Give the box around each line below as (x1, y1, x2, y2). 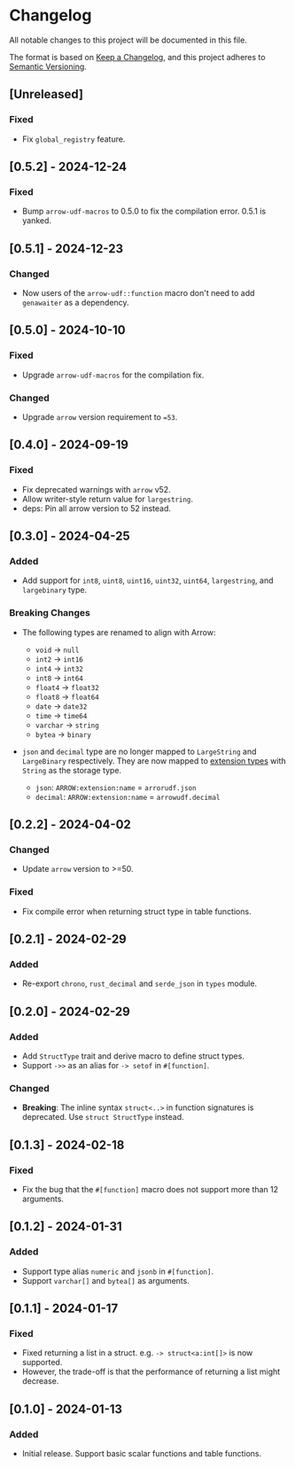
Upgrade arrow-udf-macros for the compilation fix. (21, 369, 205, 380)
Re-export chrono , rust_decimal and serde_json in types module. (21, 978, 258, 989)
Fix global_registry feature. (21, 134, 126, 144)
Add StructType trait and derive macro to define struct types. (21, 1051, 245, 1061)
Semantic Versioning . (9, 61, 87, 72)
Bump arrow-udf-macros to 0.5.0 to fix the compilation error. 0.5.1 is (21, 206, 267, 217)
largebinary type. (21, 585, 87, 595)
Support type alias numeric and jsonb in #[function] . (21, 1266, 214, 1277)
